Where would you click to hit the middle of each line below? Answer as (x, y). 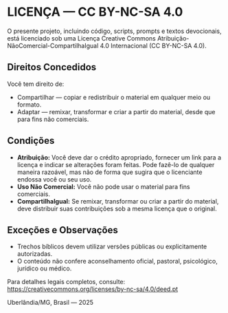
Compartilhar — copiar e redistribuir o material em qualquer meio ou (114, 97)
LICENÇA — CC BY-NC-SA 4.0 (95, 12)
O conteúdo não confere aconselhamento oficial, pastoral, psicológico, (117, 261)
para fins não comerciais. (53, 119)
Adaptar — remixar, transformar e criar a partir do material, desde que (116, 111)
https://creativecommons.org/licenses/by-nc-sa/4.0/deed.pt (93, 289)
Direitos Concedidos (52, 67)
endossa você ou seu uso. (54, 179)
